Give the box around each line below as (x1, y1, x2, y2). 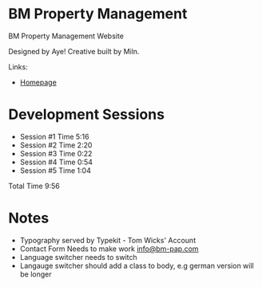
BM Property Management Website (8, 31, 124, 41)
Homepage (19, 77, 58, 87)
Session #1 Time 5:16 (19, 132, 89, 141)
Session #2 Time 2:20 (19, 140, 93, 150)
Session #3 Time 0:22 (19, 148, 93, 158)
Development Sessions (8, 105, 165, 124)
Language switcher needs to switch (19, 252, 137, 261)
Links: (8, 61, 28, 72)
